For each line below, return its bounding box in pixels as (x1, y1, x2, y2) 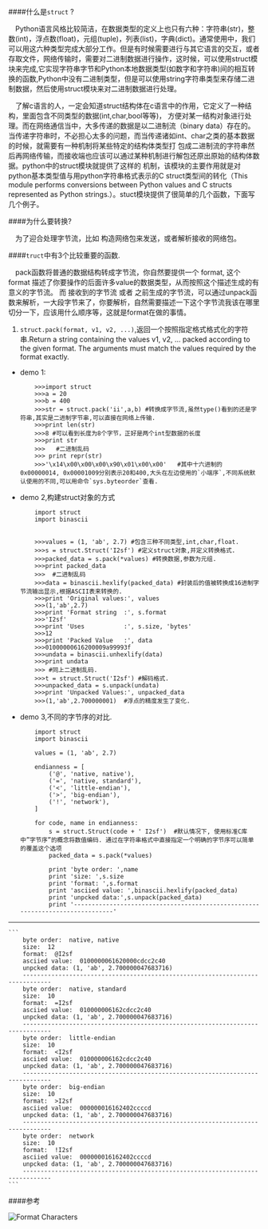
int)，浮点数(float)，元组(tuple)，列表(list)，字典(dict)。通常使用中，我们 (18, 34, 256, 43)
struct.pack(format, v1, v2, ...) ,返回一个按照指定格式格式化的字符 (19, 325, 249, 334)
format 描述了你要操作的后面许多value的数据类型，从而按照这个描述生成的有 (8, 278, 259, 286)
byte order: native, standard (22, 985, 127, 993)
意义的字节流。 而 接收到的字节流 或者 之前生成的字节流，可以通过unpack (8, 287, 250, 297)
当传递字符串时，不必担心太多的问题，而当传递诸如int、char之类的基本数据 (8, 131, 255, 140)
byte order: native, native (22, 936, 120, 944)
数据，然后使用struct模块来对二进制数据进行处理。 (14, 84, 182, 94)
